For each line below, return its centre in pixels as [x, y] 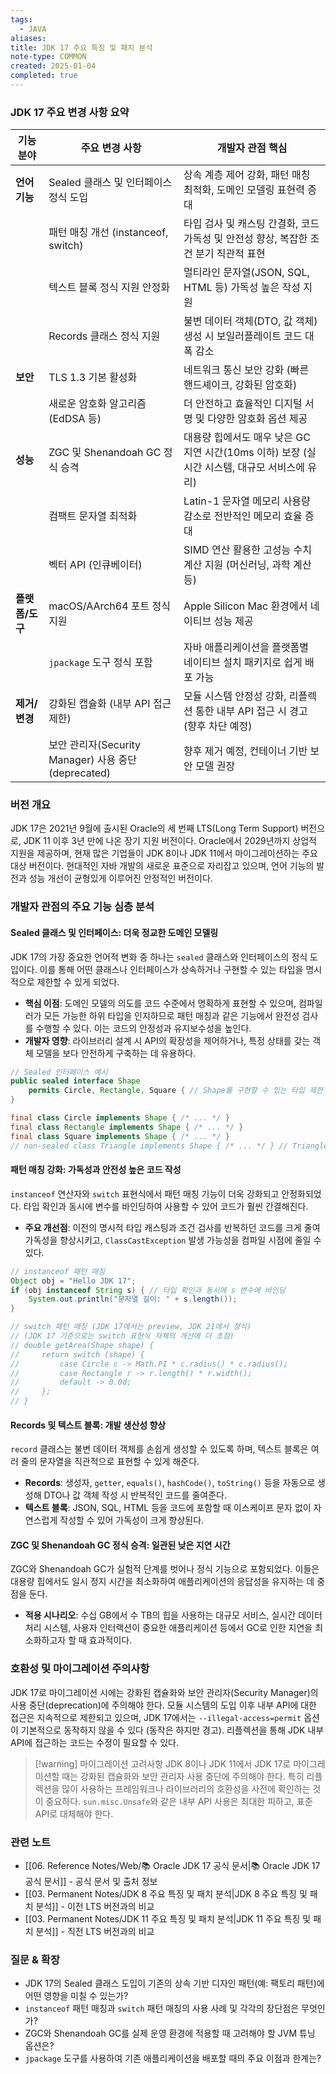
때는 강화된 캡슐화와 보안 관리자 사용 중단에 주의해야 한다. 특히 [183, 1776]
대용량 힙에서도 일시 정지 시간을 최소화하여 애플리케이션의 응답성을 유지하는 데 [162, 1582]
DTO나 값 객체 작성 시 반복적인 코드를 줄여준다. [135, 1495]
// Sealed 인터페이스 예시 [59, 1072]
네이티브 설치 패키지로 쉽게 [243, 663]
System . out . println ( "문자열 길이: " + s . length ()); [133, 1299]
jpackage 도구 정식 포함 [100, 663]
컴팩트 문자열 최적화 [93, 516]
